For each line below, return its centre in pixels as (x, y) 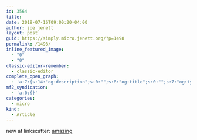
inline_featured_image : (35, 50)
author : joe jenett (30, 28)
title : (14, 17)
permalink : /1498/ (28, 44)
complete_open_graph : (33, 76)
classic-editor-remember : (38, 66)
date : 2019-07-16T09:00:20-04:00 (47, 22)
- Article (23, 114)
